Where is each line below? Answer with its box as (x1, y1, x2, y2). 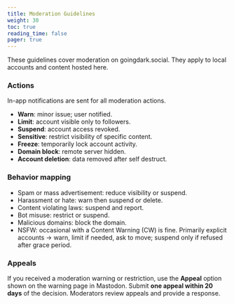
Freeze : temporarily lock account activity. (17, 140, 138, 148)
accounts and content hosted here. (7, 63, 109, 72)
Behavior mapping (7, 173, 71, 183)
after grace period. (17, 240, 72, 249)
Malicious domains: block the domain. (17, 218, 128, 227)
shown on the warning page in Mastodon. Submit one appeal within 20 (7, 282, 214, 290)
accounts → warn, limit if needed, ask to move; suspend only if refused (17, 233, 223, 242)
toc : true (7, 23, 36, 30)
